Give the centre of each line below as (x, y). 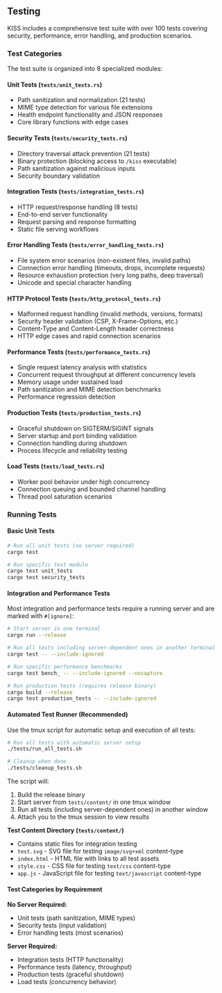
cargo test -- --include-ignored (55, 654)
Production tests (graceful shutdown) (70, 974)
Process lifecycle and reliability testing (72, 450)
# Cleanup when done (37, 762)
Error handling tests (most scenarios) (70, 933)
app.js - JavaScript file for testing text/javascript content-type (109, 874)
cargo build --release (40, 692)
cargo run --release (37, 635)
